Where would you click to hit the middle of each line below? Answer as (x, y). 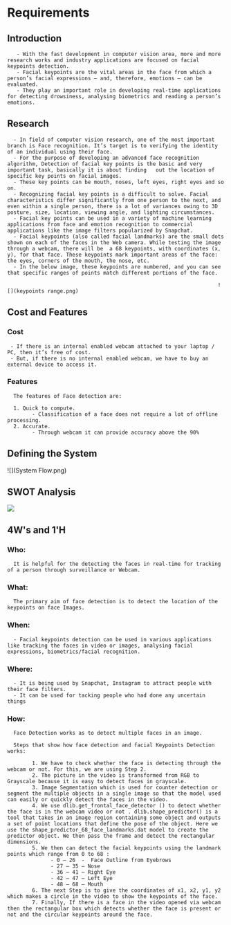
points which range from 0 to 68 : (58, 854)
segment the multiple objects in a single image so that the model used (114, 794)
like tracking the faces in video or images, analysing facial (100, 645)
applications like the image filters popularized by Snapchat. (100, 230)
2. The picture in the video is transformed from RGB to (115, 776)
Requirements (48, 13)
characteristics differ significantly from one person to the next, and (114, 200)
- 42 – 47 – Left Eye (82, 879)
